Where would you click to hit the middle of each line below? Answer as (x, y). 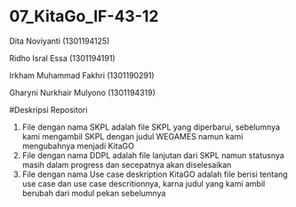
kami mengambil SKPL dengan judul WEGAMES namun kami (132, 136)
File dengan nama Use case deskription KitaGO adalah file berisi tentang (155, 174)
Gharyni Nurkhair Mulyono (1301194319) (82, 92)
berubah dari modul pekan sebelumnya (94, 193)
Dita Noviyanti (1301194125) (60, 41)
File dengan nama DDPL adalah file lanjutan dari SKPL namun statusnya (153, 155)
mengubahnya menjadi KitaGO (78, 146)
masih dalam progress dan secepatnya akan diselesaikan (127, 164)
